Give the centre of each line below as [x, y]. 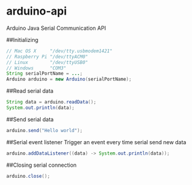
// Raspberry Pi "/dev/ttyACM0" [47, 57]
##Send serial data [30, 119]
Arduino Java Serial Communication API [56, 28]
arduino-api [36, 11]
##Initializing [22, 40]
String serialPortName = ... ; [45, 74]
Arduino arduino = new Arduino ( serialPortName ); [69, 79]
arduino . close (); [28, 176]
